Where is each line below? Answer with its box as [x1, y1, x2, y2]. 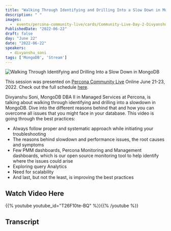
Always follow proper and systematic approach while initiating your [12, 125, 154, 132]
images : [5, 17, 22, 22]
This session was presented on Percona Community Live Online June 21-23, [5, 79, 165, 85]
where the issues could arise [12, 158, 73, 164]
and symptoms [12, 142, 44, 148]
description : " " [5, 12, 42, 17]
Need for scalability [12, 169, 54, 175]
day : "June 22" [5, 36, 38, 41]
